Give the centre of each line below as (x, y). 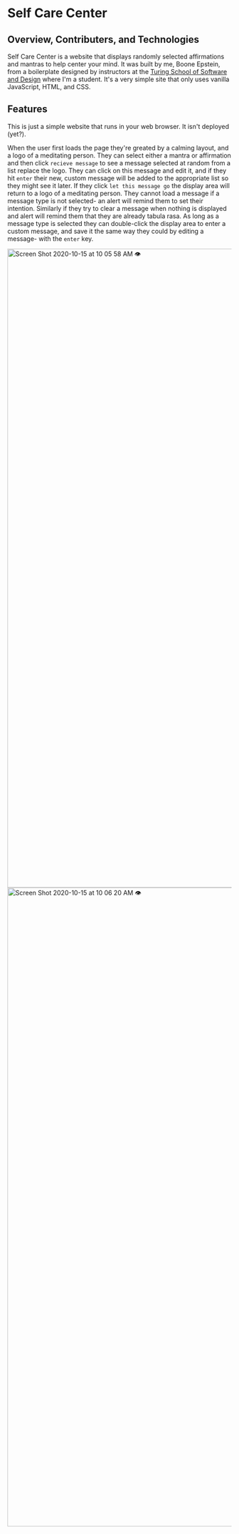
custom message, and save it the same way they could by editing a (106, 231)
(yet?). (17, 134)
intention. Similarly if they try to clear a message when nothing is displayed (117, 208)
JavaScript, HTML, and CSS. (49, 87)
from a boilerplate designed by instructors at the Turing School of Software (117, 72)
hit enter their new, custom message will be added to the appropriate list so (118, 178)
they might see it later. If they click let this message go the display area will (118, 185)
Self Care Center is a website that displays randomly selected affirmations (116, 56)
